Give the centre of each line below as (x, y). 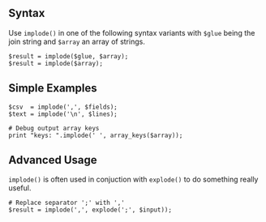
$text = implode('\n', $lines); (63, 114)
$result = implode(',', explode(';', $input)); (90, 210)
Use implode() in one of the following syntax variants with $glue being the (132, 32)
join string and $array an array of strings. (77, 41)
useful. (20, 188)
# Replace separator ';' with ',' (67, 203)
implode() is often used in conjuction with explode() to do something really (133, 179)
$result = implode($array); (56, 63)
